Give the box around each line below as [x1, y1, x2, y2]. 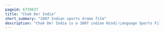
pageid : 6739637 [5, 7, 38, 12]
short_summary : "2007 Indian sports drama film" [5, 16, 107, 21]
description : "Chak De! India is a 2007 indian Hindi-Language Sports [5, 20, 153, 26]
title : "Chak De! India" [5, 12, 56, 16]
